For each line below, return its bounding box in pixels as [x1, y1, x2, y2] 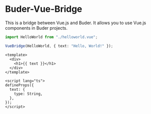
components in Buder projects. [5, 25, 68, 31]
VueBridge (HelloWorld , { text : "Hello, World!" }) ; [5, 43, 113, 48]
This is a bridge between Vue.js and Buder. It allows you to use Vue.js [5, 20, 147, 26]
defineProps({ [5, 82, 34, 87]
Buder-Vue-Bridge [5, 3, 83, 15]
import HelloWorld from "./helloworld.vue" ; [5, 35, 98, 39]
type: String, [14, 91, 43, 96]
